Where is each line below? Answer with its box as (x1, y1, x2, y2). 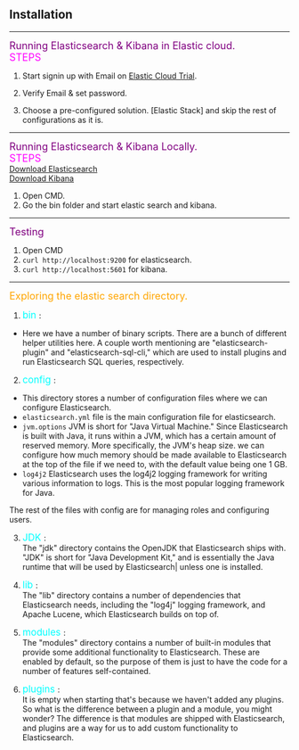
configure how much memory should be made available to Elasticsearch (21, 449, 287, 460)
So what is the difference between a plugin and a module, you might (21, 704, 273, 714)
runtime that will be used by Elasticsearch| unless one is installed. (21, 561, 263, 572)
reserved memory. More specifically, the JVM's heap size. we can (21, 440, 265, 450)
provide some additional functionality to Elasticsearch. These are (21, 647, 261, 657)
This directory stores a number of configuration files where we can (21, 392, 268, 403)
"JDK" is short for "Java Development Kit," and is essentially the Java (21, 552, 275, 563)
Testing (9, 225, 44, 238)
